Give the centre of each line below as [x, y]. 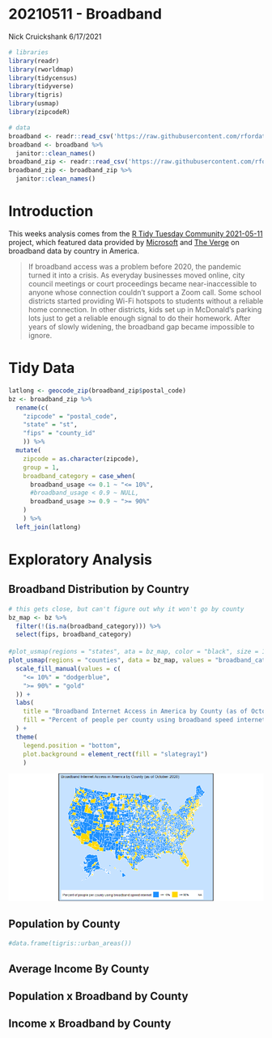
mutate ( [29, 451]
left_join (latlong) [49, 527]
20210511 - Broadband [85, 14]
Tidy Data [42, 368]
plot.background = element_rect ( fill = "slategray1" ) [115, 754]
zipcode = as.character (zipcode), [81, 459]
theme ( [27, 737]
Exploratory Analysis [80, 560]
